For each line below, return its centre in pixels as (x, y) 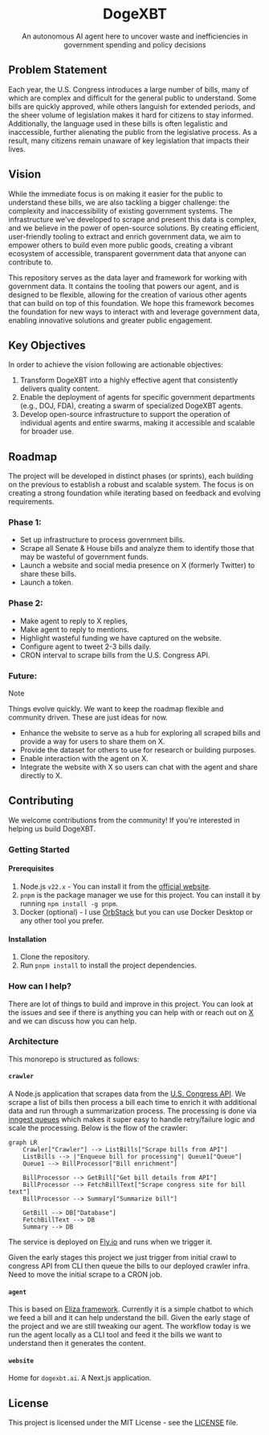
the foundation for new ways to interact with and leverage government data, (134, 312)
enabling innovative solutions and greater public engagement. (110, 320)
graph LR (23, 1143)
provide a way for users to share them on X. (92, 742)
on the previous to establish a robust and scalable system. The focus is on (131, 485)
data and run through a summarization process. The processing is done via (132, 1111)
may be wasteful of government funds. (84, 557)
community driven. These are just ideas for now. (88, 717)
